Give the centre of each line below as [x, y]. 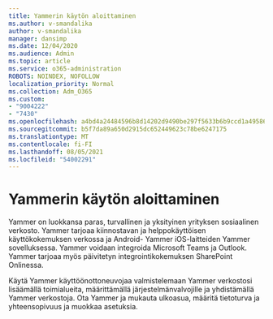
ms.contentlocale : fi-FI [50, 144]
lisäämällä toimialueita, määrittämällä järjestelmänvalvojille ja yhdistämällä [131, 290]
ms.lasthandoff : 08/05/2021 [56, 152]
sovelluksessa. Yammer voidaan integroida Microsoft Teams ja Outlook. [128, 248]
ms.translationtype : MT [49, 136]
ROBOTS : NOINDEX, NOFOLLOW [54, 76]
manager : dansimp [38, 39]
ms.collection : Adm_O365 [50, 91]
